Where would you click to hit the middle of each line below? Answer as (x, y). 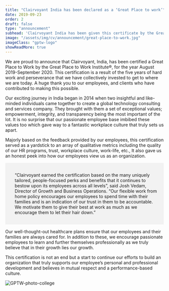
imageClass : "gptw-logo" (31, 43)
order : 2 (14, 19)
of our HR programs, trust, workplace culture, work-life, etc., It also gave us (83, 150)
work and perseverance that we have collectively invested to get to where (82, 77)
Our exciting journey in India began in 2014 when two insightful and (75, 98)
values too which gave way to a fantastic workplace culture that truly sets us (84, 125)
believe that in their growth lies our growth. (50, 247)
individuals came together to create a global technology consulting (91, 103)
